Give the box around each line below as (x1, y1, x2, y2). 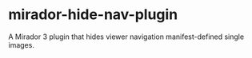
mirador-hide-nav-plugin (8, 6, 178, 24)
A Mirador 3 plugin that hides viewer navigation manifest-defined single (8, 32, 245, 41)
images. (8, 40, 34, 49)
